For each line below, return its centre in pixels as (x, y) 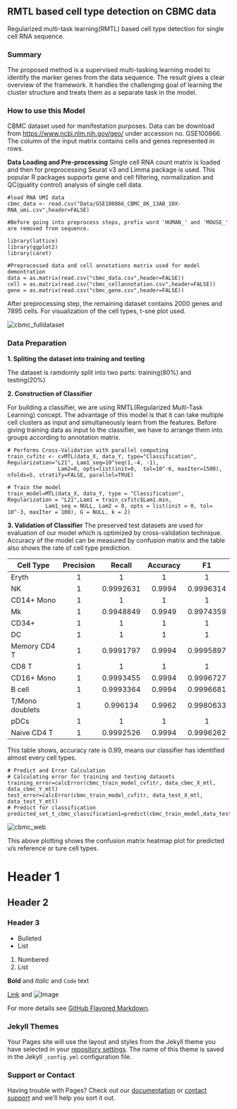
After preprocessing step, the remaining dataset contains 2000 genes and (115, 304)
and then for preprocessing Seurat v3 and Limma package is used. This (111, 170)
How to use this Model (46, 111)
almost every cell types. (42, 757)
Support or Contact (41, 1075)
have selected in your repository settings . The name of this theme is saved (116, 1049)
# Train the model (34, 487)
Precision (79, 565)
